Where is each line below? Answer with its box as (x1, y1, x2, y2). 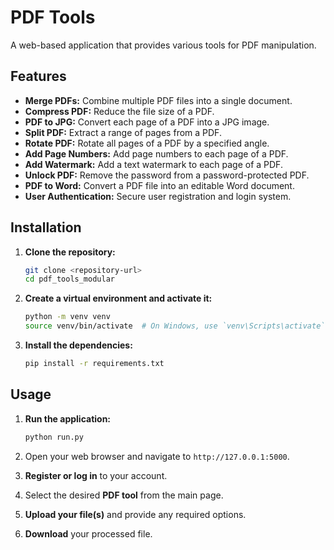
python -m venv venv (24, 312, 111, 322)
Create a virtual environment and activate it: (24, 292, 213, 305)
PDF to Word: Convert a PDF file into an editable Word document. (24, 179, 295, 191)
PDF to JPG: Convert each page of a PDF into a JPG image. (24, 116, 270, 128)
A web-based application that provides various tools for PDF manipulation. (10, 39, 317, 51)
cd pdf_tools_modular (24, 274, 115, 285)
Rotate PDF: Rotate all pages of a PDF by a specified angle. (24, 137, 270, 149)
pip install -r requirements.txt (24, 359, 165, 369)
